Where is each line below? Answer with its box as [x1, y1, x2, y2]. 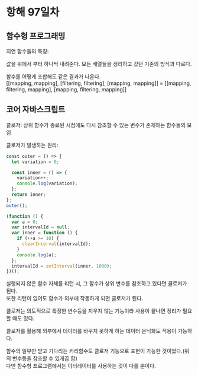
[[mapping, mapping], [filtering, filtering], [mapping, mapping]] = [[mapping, [6, 80, 191, 87]
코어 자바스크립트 [6, 104, 66, 115]
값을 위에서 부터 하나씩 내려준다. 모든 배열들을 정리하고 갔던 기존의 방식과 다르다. [6, 61, 192, 67]
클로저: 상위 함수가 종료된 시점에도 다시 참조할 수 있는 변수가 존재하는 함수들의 [6, 121, 186, 128]
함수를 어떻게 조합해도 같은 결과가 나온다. [6, 73, 101, 80]
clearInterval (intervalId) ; [21, 241, 92, 247]
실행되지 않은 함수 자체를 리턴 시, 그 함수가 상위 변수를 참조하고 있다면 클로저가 [6, 280, 187, 287]
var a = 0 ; [11, 219, 38, 225]
